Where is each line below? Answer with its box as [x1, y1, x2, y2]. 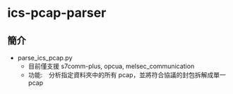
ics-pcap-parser [7, 5, 107, 21]
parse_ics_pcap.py [17, 54, 73, 62]
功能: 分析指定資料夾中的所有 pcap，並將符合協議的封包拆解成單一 [28, 71, 226, 79]
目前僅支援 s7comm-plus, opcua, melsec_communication [28, 62, 195, 70]
